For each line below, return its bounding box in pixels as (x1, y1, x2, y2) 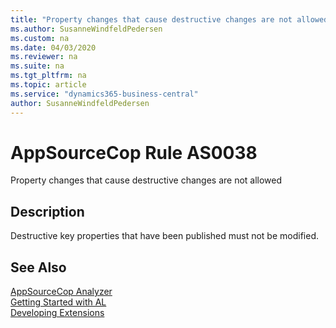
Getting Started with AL (10, 296, 107, 308)
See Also (10, 259, 67, 276)
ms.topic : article (10, 80, 87, 90)
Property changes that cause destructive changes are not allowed (10, 174, 283, 186)
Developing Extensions (10, 307, 105, 319)
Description (10, 203, 85, 220)
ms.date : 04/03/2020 (10, 42, 97, 53)
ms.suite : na (10, 61, 65, 71)
